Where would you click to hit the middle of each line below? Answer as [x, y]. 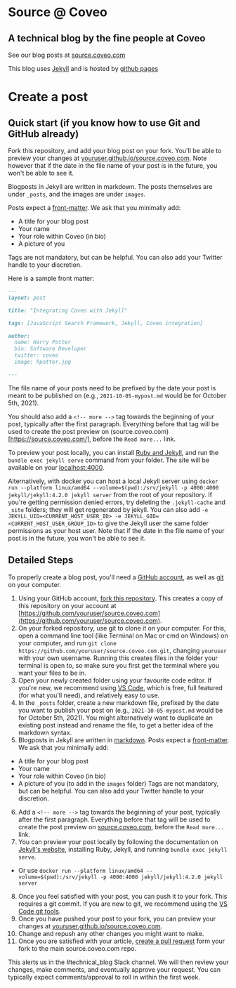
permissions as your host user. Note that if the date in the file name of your [116, 530]
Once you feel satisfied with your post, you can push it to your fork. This [123, 896]
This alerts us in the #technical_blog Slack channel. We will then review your [118, 962]
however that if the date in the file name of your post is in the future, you [113, 165]
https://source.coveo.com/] [50, 439]
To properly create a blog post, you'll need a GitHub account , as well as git [116, 577]
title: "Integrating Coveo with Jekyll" [68, 310]
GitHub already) [44, 134]
